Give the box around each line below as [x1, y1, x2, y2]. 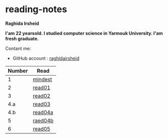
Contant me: [5, 45, 31, 51]
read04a [32, 109, 53, 116]
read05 [32, 125, 51, 132]
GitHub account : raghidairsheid [12, 55, 80, 61]
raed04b [32, 117, 54, 124]
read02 [32, 92, 51, 99]
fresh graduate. [5, 36, 39, 42]
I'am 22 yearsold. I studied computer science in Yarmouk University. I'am [5, 30, 163, 36]
